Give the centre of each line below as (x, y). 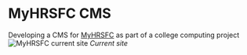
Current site (109, 43)
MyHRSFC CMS (60, 14)
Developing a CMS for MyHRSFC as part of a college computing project (124, 35)
